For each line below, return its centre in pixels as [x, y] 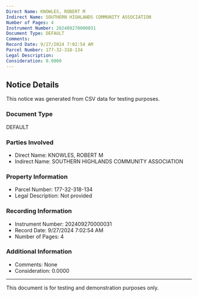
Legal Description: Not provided [53, 196]
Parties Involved [30, 142]
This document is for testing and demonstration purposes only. [82, 288]
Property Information [37, 176]
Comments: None [36, 264]
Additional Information [39, 252]
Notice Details [32, 85]
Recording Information [39, 211]
